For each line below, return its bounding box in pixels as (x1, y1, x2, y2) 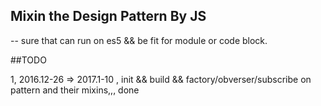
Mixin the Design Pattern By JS (10, 8, 207, 25)
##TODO (10, 54, 47, 66)
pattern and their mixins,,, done (10, 84, 140, 96)
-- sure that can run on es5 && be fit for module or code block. (10, 34, 268, 46)
